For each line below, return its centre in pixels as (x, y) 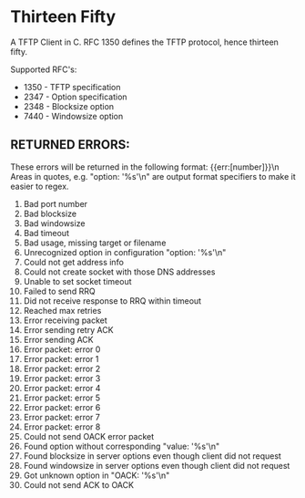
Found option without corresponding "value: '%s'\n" (122, 446)
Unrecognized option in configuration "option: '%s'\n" (125, 252)
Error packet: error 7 (62, 417)
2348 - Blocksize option (69, 106)
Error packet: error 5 (62, 398)
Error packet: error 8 (62, 427)
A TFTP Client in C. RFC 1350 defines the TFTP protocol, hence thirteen (144, 42)
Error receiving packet (65, 320)
